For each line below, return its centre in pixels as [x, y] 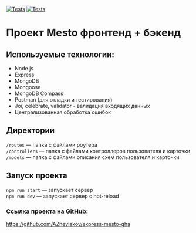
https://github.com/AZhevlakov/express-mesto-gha [68, 224]
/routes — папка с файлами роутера [52, 144]
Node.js [24, 68]
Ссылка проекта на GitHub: [47, 211]
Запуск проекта [37, 176]
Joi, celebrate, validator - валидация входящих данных [82, 106]
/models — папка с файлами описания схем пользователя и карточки [93, 157]
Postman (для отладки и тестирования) [63, 99]
